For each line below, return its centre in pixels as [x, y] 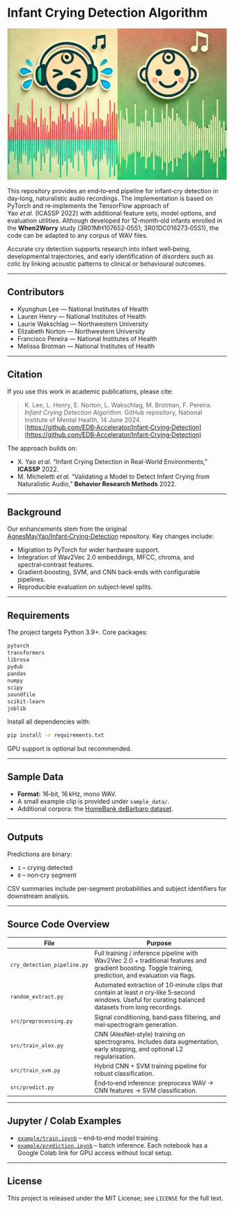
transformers [26, 653]
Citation [25, 375]
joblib [17, 709]
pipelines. [31, 580]
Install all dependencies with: [49, 722]
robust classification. [124, 1074]
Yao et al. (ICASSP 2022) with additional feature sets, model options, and [112, 213]
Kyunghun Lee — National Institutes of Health [83, 309]
